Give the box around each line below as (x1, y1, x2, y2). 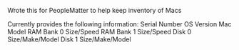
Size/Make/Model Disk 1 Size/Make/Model (7, 35, 131, 44)
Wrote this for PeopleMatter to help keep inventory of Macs (7, 6, 182, 14)
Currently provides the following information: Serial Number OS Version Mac (7, 20, 232, 28)
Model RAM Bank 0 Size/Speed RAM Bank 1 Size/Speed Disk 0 (7, 28, 192, 36)
